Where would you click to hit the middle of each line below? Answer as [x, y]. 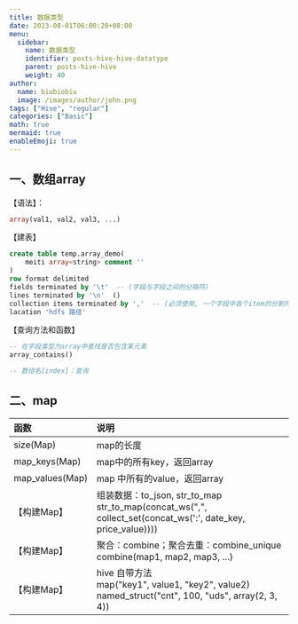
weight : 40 [45, 75]
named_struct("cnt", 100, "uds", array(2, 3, [187, 596]
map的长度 [119, 445]
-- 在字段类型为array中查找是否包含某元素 [78, 347]
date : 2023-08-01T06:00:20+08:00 [71, 26]
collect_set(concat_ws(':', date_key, [171, 517]
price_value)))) [127, 529]
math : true [29, 125]
